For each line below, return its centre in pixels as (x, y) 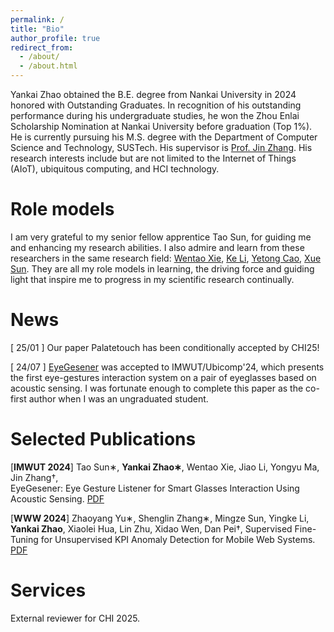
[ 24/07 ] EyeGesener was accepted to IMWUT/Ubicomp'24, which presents (167, 367)
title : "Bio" (37, 29)
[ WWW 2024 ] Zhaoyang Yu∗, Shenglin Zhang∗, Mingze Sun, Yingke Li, (160, 518)
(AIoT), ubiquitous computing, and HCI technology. (115, 169)
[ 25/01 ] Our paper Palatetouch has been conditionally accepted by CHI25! (165, 347)
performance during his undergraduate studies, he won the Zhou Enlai (155, 115)
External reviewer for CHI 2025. (75, 618)
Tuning (24, 539)
